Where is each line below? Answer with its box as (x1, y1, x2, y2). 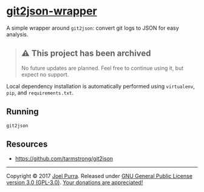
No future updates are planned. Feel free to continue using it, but (21, 64, 184, 71)
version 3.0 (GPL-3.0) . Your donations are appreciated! (6, 179, 143, 186)
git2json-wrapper (6, 4, 97, 18)
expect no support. (21, 71, 69, 78)
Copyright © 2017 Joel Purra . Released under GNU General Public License (6, 173, 193, 180)
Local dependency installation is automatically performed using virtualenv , (6, 82, 195, 90)
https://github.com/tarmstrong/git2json (15, 155, 114, 162)
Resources (6, 139, 48, 149)
